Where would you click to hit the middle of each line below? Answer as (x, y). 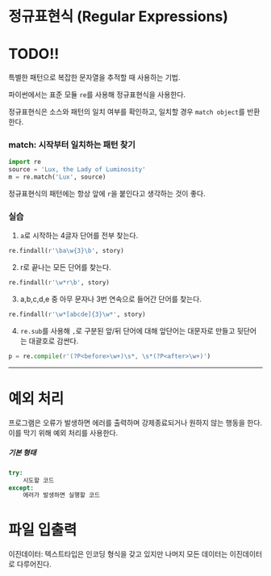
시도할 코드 (39, 480)
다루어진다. (34, 564)
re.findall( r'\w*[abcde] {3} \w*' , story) (77, 315)
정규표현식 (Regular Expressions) (118, 17)
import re (25, 162)
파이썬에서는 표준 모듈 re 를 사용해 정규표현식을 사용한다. (97, 95)
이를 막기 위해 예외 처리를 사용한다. (63, 432)
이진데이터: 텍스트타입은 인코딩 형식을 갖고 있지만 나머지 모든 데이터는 (118, 554)
